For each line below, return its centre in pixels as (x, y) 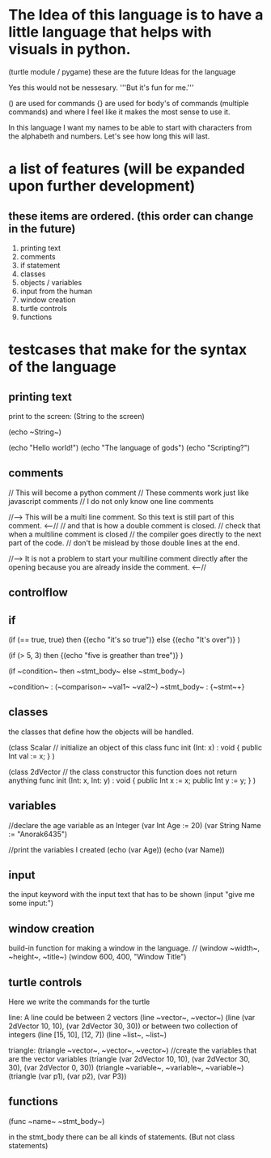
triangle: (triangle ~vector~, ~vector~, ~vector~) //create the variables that (133, 1050)
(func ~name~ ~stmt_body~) (57, 1121)
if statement (40, 265)
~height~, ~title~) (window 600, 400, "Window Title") (97, 957)
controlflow (38, 593)
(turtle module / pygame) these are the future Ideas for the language (122, 71)
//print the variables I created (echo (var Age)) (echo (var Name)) (116, 849)
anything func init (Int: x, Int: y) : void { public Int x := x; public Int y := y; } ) (132, 780)
